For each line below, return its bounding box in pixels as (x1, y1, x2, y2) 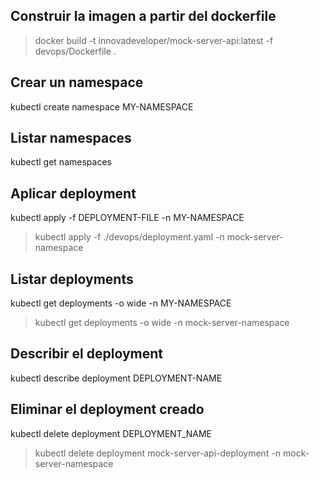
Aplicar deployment (10, 185, 137, 202)
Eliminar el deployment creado (10, 401, 205, 418)
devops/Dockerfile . (34, 45, 117, 57)
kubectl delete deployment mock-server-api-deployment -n (34, 447, 282, 459)
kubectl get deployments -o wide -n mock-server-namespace (34, 317, 290, 329)
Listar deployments (10, 270, 134, 288)
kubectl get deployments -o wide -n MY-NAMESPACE (10, 297, 232, 309)
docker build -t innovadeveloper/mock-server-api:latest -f (34, 34, 274, 46)
